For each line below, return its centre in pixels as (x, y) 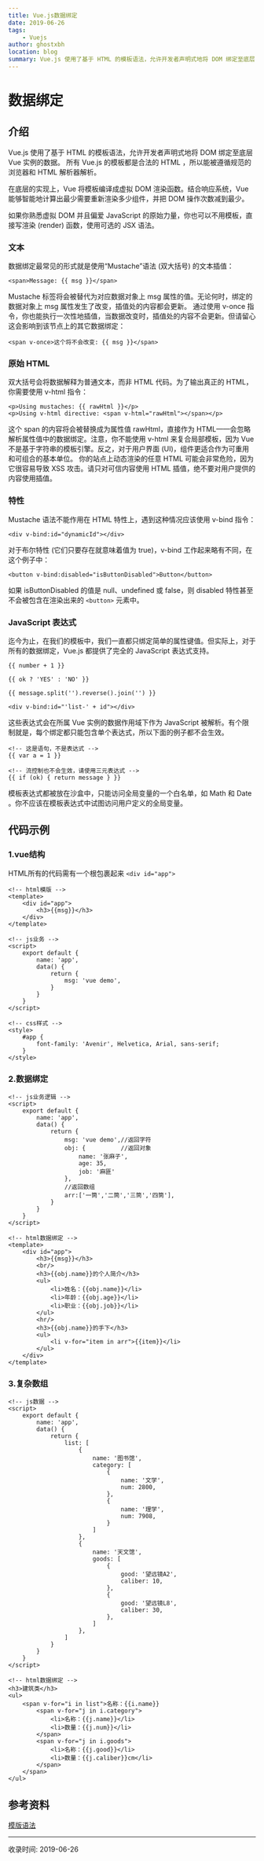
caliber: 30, (142, 1610)
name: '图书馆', (117, 1458)
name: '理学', (143, 1510)
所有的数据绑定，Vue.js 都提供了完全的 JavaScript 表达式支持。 (111, 651)
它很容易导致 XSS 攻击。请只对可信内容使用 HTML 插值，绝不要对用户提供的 (132, 469)
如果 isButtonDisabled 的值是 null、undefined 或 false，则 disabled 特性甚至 (131, 590)
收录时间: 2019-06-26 (43, 1849)
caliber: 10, (142, 1581)
